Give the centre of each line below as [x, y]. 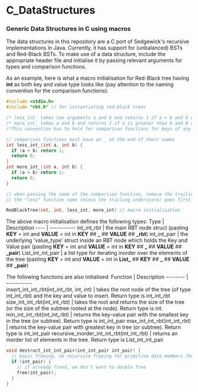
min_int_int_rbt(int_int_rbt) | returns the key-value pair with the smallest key [98, 315]
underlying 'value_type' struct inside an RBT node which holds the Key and [97, 241]
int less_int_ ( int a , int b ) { [44, 145]
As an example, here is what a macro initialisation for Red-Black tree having [98, 78]
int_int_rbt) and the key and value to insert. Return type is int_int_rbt [88, 296]
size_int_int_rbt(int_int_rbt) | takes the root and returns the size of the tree [95, 302]
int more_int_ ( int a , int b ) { [44, 167]
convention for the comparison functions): [57, 91]
